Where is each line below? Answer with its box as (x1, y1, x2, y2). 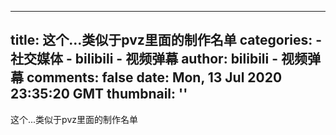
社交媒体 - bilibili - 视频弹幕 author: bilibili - (10, 51, 279, 68)
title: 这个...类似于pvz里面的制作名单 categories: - (10, 32, 323, 49)
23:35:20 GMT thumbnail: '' (10, 86, 188, 103)
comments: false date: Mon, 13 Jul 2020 (26, 69, 283, 86)
